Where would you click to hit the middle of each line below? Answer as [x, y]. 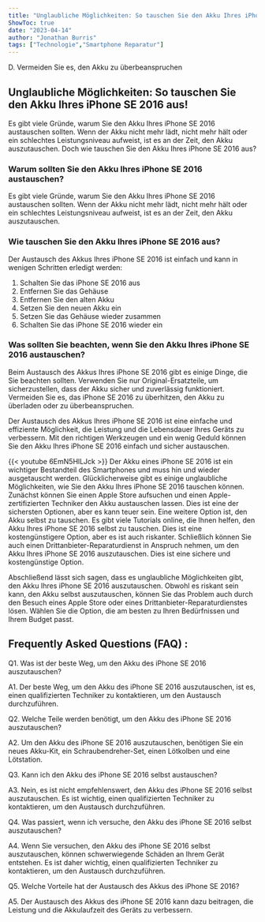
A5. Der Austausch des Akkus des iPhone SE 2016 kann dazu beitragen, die [131, 901]
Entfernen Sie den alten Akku [67, 299]
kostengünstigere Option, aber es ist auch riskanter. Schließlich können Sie [130, 537]
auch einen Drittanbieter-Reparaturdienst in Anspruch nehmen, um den [123, 545]
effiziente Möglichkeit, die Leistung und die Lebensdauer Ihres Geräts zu [126, 429]
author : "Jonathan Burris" [52, 37]
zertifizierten [29, 503]
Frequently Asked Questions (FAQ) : [98, 644]
